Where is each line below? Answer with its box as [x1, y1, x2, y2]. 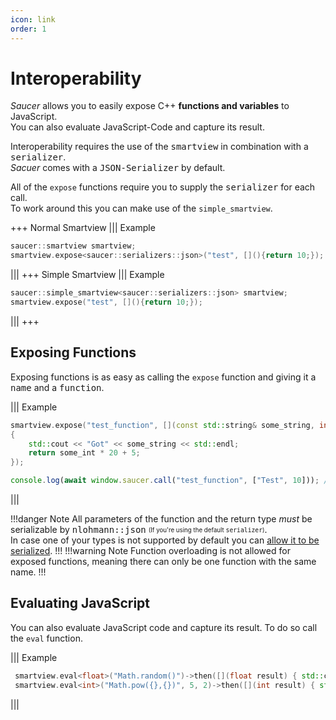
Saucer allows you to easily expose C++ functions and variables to [10, 100, 290, 112]
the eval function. [10, 632, 83, 644]
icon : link [10, 14, 56, 25]
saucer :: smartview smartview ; [10, 241, 137, 251]
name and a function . [10, 381, 105, 393]
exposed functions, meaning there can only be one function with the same [10, 556, 317, 567]
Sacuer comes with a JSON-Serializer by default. [10, 162, 226, 174]
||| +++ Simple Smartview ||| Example [10, 269, 165, 281]
